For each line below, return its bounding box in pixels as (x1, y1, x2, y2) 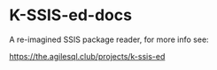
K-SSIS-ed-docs (9, 5, 133, 25)
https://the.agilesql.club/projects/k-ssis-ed (9, 51, 166, 61)
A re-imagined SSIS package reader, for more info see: (9, 34, 210, 45)
